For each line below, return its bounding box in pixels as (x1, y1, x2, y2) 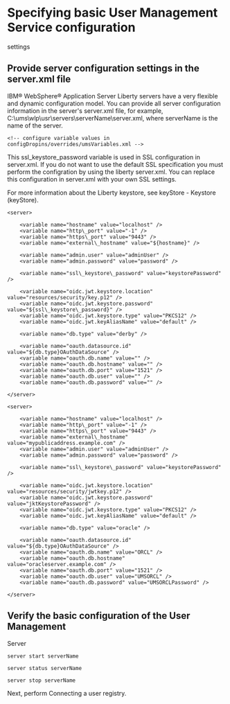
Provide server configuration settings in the (7, 62, 200, 74)
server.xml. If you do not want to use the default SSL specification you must (7, 160, 224, 168)
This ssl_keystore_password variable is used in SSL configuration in (7, 152, 201, 161)
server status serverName (7, 665, 82, 671)
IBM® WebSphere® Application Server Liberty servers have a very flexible (7, 91, 218, 100)
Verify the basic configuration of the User (7, 610, 191, 622)
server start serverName (7, 653, 79, 660)
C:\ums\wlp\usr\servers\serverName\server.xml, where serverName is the (7, 114, 218, 122)
